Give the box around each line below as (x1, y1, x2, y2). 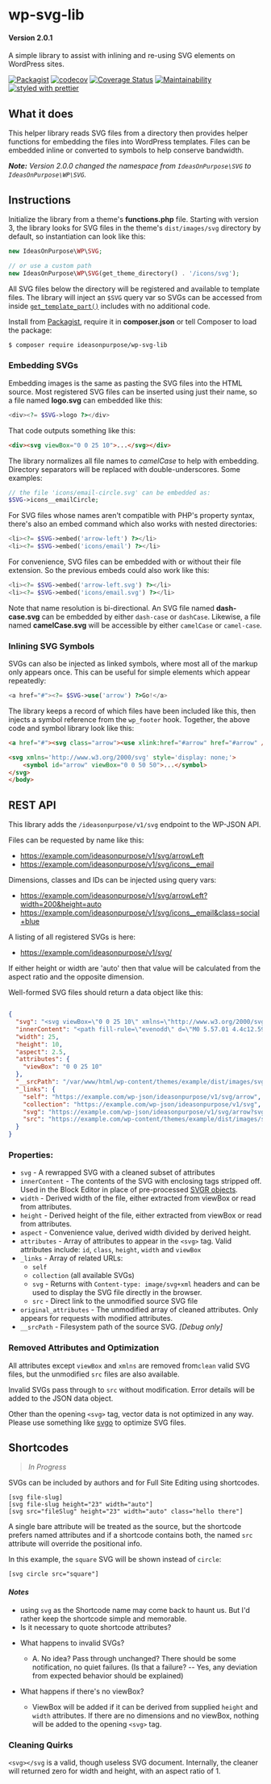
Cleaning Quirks (8, 1739, 73, 1750)
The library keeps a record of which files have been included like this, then (8, 706, 256, 716)
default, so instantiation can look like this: (8, 232, 146, 241)
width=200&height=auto (19, 900, 102, 909)
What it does (8, 107, 74, 120)
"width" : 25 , (15, 1033, 60, 1041)
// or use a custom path (8, 261, 92, 269)
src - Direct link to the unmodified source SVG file (31, 1297, 198, 1306)
